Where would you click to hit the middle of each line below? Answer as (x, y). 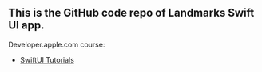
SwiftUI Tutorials (47, 59)
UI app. (26, 26)
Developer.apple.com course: (57, 44)
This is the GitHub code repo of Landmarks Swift (131, 13)
